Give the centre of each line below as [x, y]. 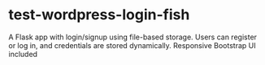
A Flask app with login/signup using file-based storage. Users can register [133, 37]
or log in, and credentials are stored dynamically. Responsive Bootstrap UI [132, 45]
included [23, 54]
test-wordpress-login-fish [99, 15]
